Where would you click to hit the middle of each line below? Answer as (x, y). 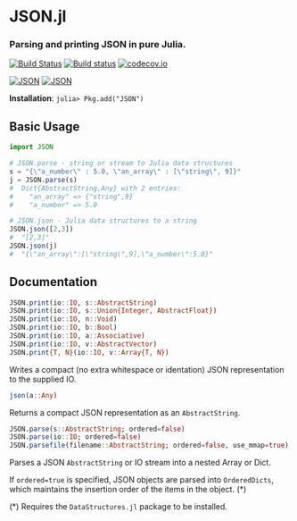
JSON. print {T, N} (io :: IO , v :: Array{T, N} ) (89, 352)
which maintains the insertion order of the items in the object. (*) (128, 490)
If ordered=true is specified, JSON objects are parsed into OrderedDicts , (141, 480)
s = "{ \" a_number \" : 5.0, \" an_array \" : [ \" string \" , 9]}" (125, 172)
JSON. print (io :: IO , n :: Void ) (63, 319)
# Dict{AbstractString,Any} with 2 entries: (95, 188)
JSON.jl (38, 17)
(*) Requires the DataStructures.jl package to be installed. (118, 507)
